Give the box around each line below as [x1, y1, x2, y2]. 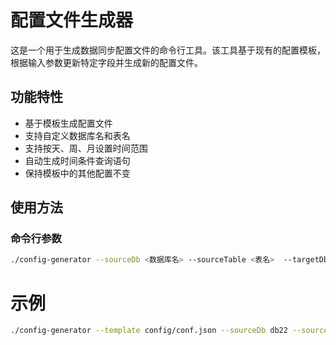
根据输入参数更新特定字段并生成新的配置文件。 [10, 56, 203, 68]
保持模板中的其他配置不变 [24, 167, 131, 179]
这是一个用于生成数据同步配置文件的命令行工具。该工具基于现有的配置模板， [10, 44, 326, 56]
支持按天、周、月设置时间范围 [24, 142, 148, 154]
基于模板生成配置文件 [24, 117, 113, 129]
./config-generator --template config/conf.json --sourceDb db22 [10, 326, 288, 336]
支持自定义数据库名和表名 [24, 129, 131, 141]
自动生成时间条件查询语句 [24, 154, 131, 166]
